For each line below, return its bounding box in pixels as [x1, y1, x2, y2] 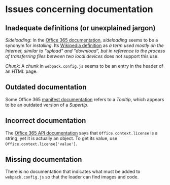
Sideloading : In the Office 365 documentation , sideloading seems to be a [5, 37, 158, 43]
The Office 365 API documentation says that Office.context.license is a [5, 130, 158, 136]
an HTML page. [5, 68, 38, 74]
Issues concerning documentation [5, 4, 153, 15]
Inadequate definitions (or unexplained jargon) [5, 24, 156, 32]
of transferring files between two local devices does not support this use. [5, 53, 159, 59]
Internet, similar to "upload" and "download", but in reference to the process [5, 48, 165, 54]
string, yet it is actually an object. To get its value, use [5, 135, 118, 141]
